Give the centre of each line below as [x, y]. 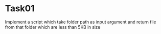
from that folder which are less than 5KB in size [53, 27]
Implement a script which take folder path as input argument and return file [81, 22]
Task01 [20, 8]
